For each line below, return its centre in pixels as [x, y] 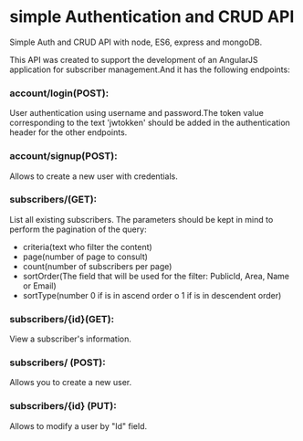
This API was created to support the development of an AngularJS [134, 59]
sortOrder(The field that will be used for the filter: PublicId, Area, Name [156, 276]
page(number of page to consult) [85, 257]
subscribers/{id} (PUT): [63, 406]
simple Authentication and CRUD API [152, 17]
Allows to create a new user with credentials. [94, 176]
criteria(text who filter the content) [87, 247]
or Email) [39, 286]
